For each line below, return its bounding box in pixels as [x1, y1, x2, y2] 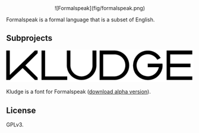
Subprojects [6, 33, 53, 43]
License [6, 105, 36, 115]
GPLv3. [6, 121, 24, 128]
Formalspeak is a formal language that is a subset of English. [6, 16, 155, 23]
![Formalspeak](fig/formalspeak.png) [54, 5, 146, 11]
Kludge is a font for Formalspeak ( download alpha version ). [6, 88, 151, 96]
